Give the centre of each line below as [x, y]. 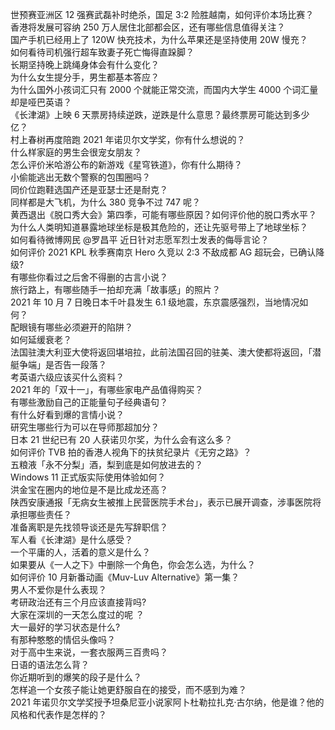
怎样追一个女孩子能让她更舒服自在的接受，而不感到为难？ [128, 689]
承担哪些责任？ [41, 514]
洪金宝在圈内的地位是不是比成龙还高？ [89, 489]
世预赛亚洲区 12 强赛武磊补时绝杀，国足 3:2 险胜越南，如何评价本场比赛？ [162, 14]
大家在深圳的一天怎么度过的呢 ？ [77, 614]
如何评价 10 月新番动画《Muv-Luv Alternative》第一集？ [125, 577]
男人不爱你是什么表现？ [58, 589]
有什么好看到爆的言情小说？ [67, 414]
